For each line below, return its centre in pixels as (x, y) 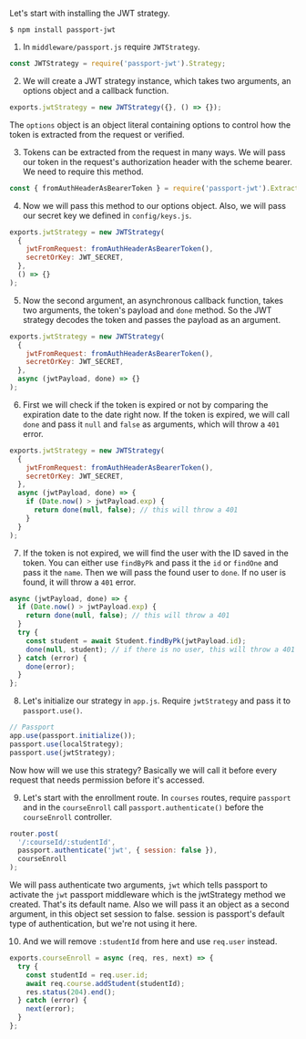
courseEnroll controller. (67, 816)
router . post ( (34, 834)
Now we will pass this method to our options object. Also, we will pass (154, 205)
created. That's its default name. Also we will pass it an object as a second (149, 904)
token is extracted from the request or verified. (97, 134)
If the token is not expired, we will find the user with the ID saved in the (155, 553)
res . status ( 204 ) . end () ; (71, 992)
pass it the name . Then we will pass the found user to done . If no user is (154, 572)
